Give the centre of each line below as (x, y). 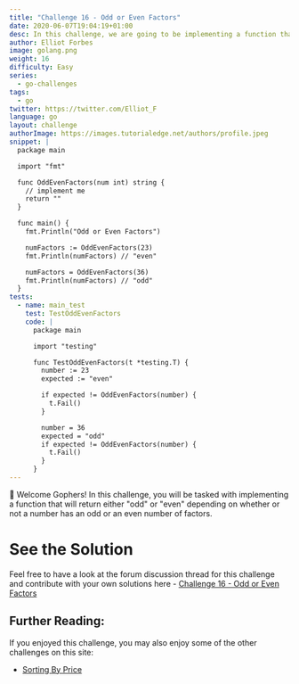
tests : (21, 297)
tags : (19, 92)
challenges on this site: (52, 652)
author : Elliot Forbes (51, 42)
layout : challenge (43, 126)
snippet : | (29, 142)
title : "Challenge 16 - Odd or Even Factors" (95, 17)
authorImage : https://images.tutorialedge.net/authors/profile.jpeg (139, 134)
